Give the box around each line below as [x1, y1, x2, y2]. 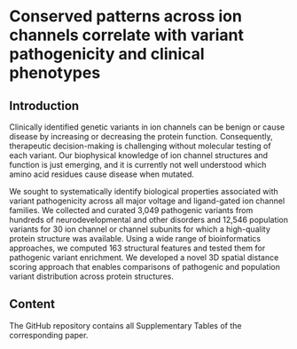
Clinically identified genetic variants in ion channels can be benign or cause [9, 122, 285, 132]
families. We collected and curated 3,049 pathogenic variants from [9, 205, 254, 215]
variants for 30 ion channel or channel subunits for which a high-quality [9, 224, 270, 234]
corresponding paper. [9, 329, 89, 340]
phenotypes [9, 63, 101, 83]
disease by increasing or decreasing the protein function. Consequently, [9, 131, 273, 141]
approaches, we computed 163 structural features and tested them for [9, 242, 266, 253]
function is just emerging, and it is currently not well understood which [9, 160, 267, 170]
